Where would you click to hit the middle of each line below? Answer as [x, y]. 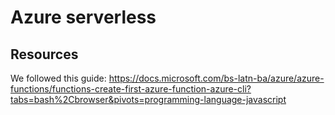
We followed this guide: [58, 78]
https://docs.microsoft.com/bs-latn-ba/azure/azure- [216, 78]
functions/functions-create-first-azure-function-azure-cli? [131, 89]
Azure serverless [83, 17]
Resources [44, 54]
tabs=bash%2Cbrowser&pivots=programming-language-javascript [148, 99]
